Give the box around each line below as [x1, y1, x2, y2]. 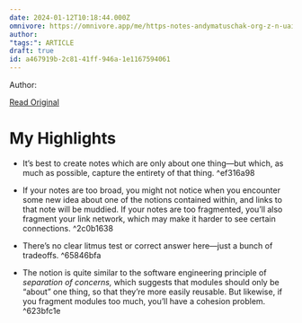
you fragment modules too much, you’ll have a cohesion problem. [22, 295, 266, 306]
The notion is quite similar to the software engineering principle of [22, 266, 267, 278]
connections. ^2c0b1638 [22, 223, 114, 233]
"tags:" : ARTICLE [9, 38, 75, 48]
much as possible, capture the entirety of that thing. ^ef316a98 [22, 167, 255, 178]
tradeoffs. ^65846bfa [22, 249, 102, 260]
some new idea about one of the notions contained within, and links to [22, 194, 283, 205]
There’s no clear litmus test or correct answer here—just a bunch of [22, 240, 273, 251]
